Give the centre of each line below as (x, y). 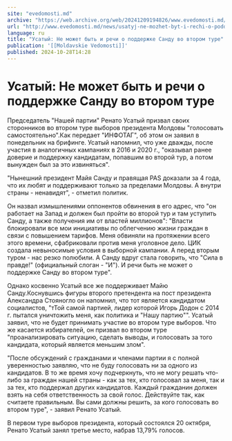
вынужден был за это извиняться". (59, 164)
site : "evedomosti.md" (40, 13)
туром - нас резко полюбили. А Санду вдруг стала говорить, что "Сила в (115, 258)
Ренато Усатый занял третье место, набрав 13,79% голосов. (96, 430)
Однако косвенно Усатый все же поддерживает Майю (88, 285)
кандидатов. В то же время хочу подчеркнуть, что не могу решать (106, 372)
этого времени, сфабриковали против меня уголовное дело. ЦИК (104, 242)
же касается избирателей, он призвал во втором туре (87, 330)
